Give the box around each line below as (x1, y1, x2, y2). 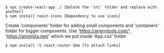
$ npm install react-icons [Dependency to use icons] (5, 14, 121, 19)
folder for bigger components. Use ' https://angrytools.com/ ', (5, 28, 131, 34)
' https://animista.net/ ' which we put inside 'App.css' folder (5, 33, 127, 39)
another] (5, 9, 24, 14)
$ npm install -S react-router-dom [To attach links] (5, 43, 121, 48)
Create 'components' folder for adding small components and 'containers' (5, 23, 159, 28)
